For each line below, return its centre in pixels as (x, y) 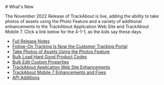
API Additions (26, 77)
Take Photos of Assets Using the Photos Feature (61, 52)
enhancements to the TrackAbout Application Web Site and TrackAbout (77, 26)
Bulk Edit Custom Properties (41, 62)
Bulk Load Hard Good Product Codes (49, 57)
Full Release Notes (31, 41)
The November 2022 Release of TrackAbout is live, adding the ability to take (82, 16)
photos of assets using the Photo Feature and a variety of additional (73, 21)
